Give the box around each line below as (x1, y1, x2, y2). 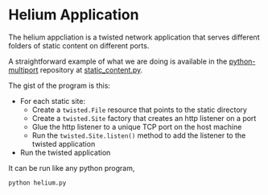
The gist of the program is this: (8, 81, 111, 90)
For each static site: (19, 96, 86, 106)
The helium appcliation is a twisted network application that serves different (8, 32, 260, 42)
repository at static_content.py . (39, 64, 143, 74)
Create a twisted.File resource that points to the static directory (31, 105, 248, 114)
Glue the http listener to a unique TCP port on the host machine (31, 122, 242, 131)
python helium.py (8, 179, 67, 187)
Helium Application (8, 6, 139, 24)
